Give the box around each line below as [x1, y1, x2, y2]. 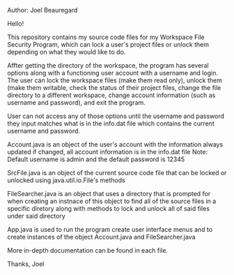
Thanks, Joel [7, 260, 45, 268]
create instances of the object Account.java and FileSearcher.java [7, 233, 196, 241]
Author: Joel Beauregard [7, 6, 78, 14]
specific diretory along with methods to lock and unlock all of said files [7, 205, 210, 212]
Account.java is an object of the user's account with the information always [7, 140, 224, 149]
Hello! [7, 20, 24, 27]
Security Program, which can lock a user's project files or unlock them [7, 40, 209, 48]
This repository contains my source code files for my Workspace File [7, 33, 205, 41]
